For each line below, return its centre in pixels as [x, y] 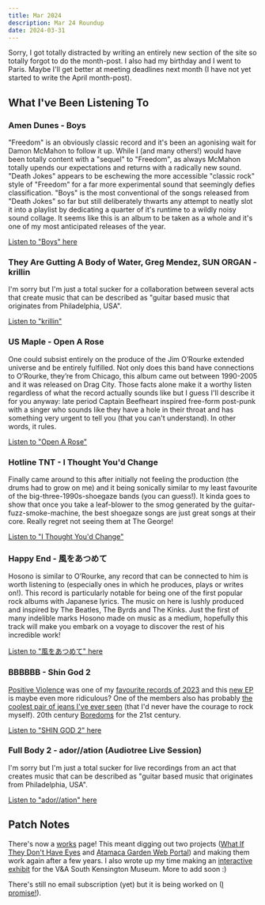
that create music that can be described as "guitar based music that [119, 298]
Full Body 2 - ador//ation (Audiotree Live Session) [105, 750]
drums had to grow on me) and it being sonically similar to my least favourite [133, 488]
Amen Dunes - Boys [47, 125]
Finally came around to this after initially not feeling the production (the [123, 479]
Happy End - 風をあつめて [58, 558]
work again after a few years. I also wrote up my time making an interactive [131, 860]
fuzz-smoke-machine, [44, 513]
